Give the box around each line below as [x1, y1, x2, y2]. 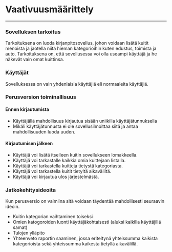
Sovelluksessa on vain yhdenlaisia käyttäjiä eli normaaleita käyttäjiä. [5, 81, 148, 87]
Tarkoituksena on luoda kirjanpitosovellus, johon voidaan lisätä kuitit [5, 40, 149, 46]
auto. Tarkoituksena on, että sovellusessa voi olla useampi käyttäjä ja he [5, 51, 157, 57]
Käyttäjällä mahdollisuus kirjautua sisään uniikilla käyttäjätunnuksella [12, 118, 157, 124]
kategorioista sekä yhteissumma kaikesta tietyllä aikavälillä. [12, 241, 138, 247]
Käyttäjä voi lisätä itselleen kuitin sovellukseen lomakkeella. [12, 151, 138, 158]
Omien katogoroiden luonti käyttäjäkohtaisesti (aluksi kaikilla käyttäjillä [12, 219, 161, 225]
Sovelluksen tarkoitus [5, 28, 61, 35]
